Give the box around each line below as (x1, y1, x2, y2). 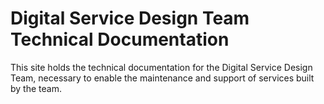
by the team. (10, 82, 62, 94)
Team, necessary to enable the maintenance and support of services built (10, 72, 315, 84)
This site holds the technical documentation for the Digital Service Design (10, 61, 313, 73)
